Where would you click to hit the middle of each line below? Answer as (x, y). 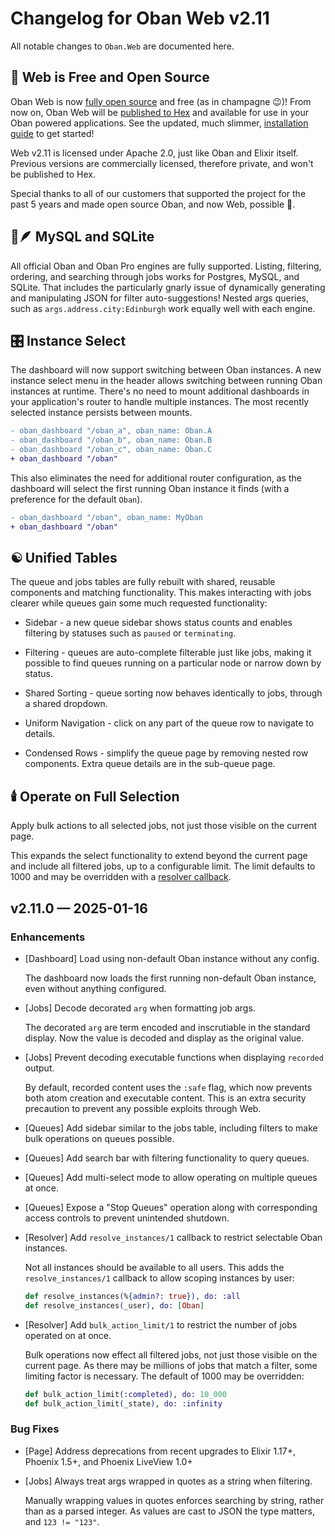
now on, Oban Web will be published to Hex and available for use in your (160, 112)
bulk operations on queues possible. (99, 1138)
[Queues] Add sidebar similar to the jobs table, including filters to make (171, 1128)
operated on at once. (68, 1335)
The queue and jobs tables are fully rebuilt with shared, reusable (143, 582)
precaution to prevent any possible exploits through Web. (143, 1108)
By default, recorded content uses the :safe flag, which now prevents (168, 1087)
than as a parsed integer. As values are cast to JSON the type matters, (169, 1511)
